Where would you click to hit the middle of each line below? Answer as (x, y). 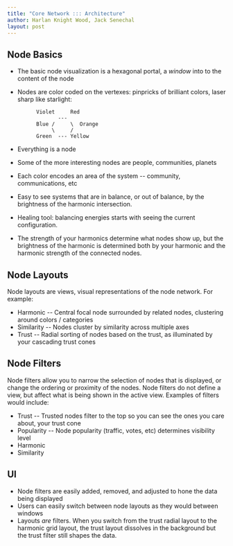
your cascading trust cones (56, 342)
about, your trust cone (49, 423)
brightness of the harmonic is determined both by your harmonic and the (121, 246)
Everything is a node (46, 149)
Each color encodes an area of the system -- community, (99, 176)
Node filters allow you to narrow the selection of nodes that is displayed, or (114, 380)
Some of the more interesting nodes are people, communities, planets (117, 163)
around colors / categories (55, 320)
